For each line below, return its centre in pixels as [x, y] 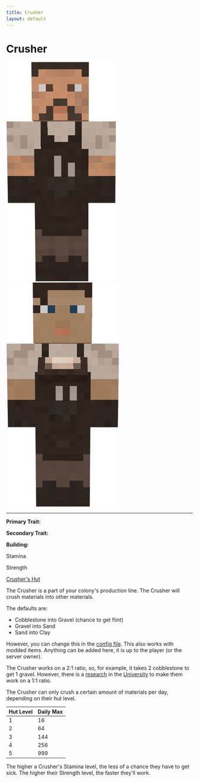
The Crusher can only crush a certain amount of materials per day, [87, 692]
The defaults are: [27, 608]
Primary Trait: [23, 522]
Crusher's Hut [23, 579]
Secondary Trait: [27, 533]
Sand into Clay [33, 633]
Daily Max [50, 711]
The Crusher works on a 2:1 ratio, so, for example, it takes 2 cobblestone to [98, 668]
